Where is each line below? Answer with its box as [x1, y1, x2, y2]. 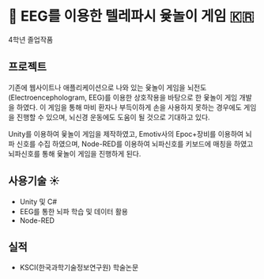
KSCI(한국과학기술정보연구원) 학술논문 [19, 262, 139, 273]
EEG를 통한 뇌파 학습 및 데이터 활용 [19, 206, 129, 216]
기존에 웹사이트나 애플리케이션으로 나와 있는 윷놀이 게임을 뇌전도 [8, 82, 207, 92]
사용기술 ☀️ [8, 175, 61, 188]
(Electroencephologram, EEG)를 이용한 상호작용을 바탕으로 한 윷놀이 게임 [8, 92, 238, 102]
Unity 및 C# [19, 197, 58, 206]
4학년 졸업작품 [8, 35, 54, 44]
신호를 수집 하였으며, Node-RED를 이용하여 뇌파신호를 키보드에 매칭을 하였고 [16, 139, 254, 149]
